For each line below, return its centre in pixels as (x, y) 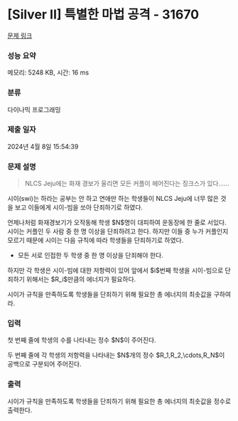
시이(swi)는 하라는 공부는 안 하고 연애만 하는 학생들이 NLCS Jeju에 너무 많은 (113, 199)
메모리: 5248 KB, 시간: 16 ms (48, 72)
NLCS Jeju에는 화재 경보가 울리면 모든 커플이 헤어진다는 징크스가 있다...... (127, 184)
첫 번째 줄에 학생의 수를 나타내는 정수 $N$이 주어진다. (82, 340)
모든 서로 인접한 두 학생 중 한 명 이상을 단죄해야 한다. (90, 256)
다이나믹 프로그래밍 (34, 109)
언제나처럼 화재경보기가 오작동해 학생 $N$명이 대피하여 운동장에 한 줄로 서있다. (117, 223)
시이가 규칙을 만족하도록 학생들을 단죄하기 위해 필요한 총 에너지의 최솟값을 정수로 (119, 401)
